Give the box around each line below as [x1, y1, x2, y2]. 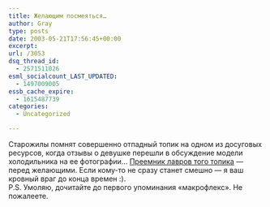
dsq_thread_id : [8, 58, 60, 66]
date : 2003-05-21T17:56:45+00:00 [8, 34, 122, 43]
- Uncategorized [15, 110, 71, 119]
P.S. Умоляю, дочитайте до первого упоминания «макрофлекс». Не [8, 183, 243, 192]
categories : [8, 102, 49, 110]
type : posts [8, 27, 49, 35]
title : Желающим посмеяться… [8, 11, 107, 20]
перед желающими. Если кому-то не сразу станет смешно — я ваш [8, 166, 244, 175]
